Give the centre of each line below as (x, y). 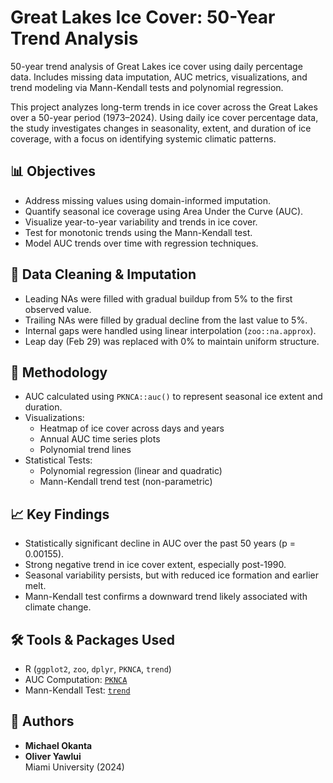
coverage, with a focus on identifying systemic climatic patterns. (143, 138)
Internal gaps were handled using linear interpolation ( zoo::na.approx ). (170, 330)
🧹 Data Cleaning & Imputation (103, 274)
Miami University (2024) (74, 767)
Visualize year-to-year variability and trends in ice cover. (141, 222)
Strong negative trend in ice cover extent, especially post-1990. (155, 565)
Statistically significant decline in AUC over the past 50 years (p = (160, 543)
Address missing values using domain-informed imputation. (147, 200)
